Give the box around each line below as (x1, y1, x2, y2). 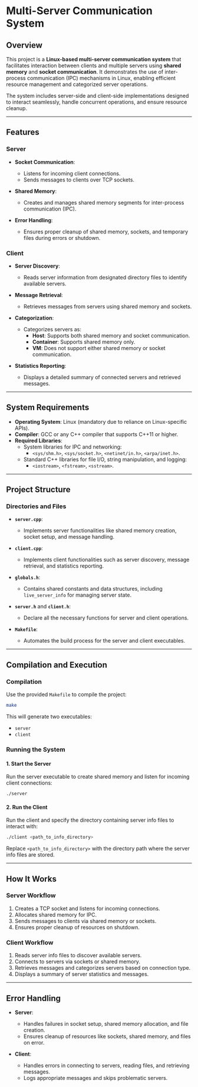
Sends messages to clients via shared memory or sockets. (14, 917, 157, 924)
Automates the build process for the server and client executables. (23, 637, 186, 644)
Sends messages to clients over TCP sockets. (23, 176, 134, 183)
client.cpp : (14, 545, 43, 552)
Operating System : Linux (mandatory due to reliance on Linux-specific (14, 418, 187, 425)
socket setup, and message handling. (23, 533, 115, 541)
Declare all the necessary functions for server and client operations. (23, 614, 189, 621)
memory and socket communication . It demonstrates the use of (6, 68, 164, 75)
